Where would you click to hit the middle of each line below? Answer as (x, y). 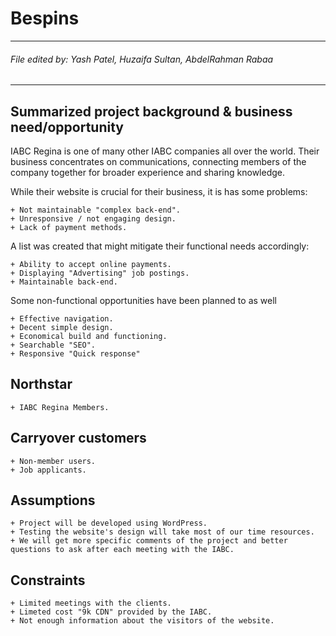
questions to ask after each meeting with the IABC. (122, 550)
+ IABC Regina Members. (60, 407)
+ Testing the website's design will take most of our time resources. (162, 532)
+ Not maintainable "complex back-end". (96, 210)
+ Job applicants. (48, 470)
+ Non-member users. (53, 461)
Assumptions (53, 500)
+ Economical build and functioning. (89, 336)
